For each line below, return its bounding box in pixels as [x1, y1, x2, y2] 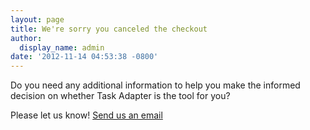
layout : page [10, 14, 65, 25]
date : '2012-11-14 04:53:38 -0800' [10, 52, 159, 62]
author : [10, 33, 43, 43]
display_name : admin [19, 42, 105, 53]
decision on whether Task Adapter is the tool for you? [10, 90, 231, 102]
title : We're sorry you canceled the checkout [10, 24, 208, 34]
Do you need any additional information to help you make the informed [10, 79, 301, 91]
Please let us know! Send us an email [10, 109, 163, 121]
